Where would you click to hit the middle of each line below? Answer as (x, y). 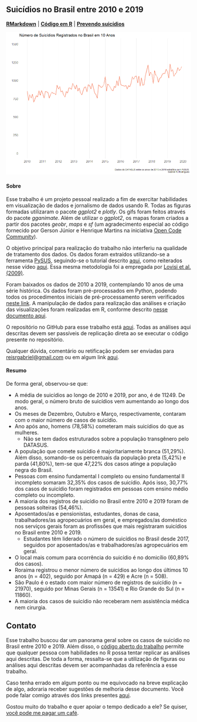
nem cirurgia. (30, 607)
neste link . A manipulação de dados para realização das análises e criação (96, 303)
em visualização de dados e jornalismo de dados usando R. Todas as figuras (98, 205)
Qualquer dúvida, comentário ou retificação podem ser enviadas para (90, 351)
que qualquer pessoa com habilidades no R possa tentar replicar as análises (98, 653)
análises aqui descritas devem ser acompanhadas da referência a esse (92, 665)
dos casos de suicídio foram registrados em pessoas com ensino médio (101, 489)
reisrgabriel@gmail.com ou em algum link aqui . (63, 357)
